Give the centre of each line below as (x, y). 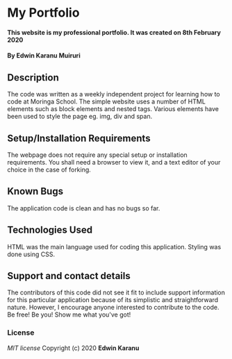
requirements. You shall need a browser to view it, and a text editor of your (114, 162)
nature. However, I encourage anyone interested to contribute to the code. (113, 308)
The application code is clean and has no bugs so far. (84, 208)
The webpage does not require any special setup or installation (97, 155)
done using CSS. (31, 254)
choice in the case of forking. (49, 169)
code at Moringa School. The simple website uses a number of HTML (107, 101)
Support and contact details (69, 276)
